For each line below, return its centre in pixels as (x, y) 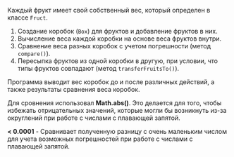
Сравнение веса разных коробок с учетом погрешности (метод (114, 46)
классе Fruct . (27, 18)
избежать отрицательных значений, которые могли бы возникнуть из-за (117, 110)
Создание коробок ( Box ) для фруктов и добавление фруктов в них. (117, 31)
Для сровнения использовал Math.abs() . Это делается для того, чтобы (115, 103)
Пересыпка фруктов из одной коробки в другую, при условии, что (118, 61)
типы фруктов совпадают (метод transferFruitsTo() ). (98, 68)
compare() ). (34, 53)
